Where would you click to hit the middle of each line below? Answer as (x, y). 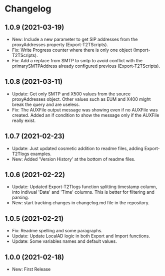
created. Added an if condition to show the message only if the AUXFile (85, 115)
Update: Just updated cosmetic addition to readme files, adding (77, 148)
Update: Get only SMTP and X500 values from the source (71, 94)
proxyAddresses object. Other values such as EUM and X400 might (81, 99)
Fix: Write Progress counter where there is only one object (72, 50)
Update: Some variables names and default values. (64, 241)
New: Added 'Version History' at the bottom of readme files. (73, 159)
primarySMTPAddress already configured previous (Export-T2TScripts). (86, 66)
